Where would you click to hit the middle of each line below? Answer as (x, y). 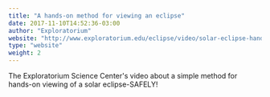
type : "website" (35, 46)
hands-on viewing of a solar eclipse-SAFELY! (83, 84)
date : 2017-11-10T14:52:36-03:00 (64, 23)
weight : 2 (25, 53)
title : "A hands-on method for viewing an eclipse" (96, 16)
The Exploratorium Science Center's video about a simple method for (123, 76)
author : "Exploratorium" (50, 30)
